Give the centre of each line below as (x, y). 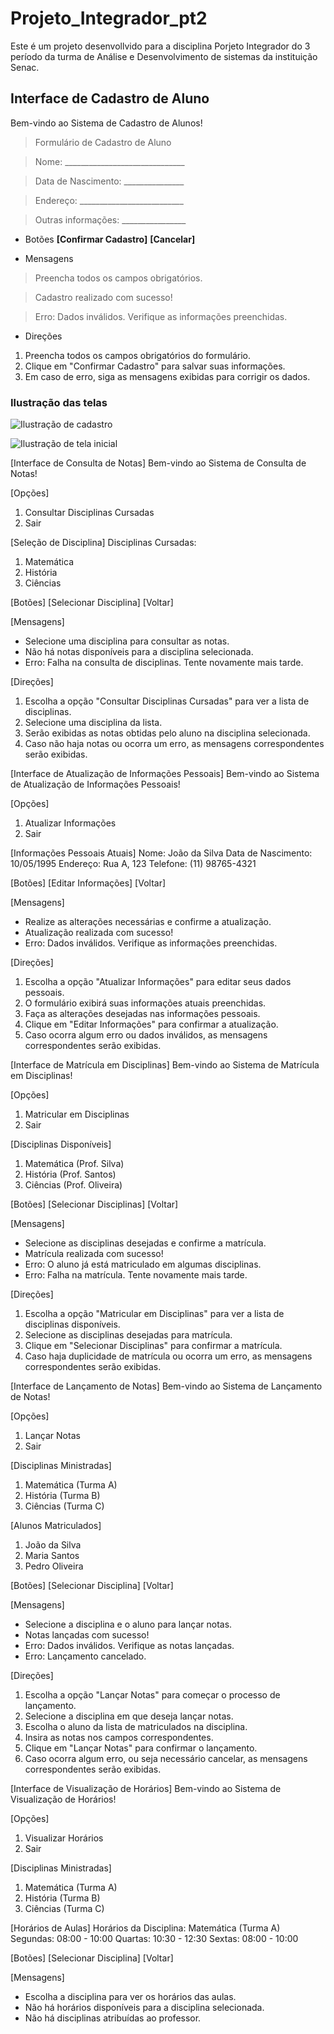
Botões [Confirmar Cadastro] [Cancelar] (110, 239)
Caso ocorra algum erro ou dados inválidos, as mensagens (146, 1035)
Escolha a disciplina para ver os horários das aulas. (130, 1997)
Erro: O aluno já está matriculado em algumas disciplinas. (143, 1264)
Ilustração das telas (59, 402)
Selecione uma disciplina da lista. (93, 723)
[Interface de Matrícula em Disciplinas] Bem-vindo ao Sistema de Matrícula (165, 1065)
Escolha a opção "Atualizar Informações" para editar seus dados (158, 982)
